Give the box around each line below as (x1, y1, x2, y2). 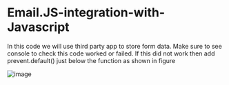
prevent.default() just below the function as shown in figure (7, 56, 176, 64)
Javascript (7, 19, 70, 35)
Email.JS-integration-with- (7, 5, 166, 21)
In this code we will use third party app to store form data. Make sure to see (7, 42, 222, 50)
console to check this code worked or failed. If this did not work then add (7, 49, 215, 58)
